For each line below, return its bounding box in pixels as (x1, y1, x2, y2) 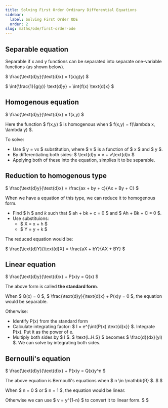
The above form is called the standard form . (5, 284, 99, 290)
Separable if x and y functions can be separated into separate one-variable (5, 58, 162, 64)
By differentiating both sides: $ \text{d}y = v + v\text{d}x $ (12, 151, 135, 157)
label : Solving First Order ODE (10, 17, 78, 22)
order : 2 (10, 21, 28, 27)
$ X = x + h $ (20, 220, 48, 226)
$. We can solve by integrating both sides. (12, 340, 101, 346)
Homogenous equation (5, 98, 79, 107)
